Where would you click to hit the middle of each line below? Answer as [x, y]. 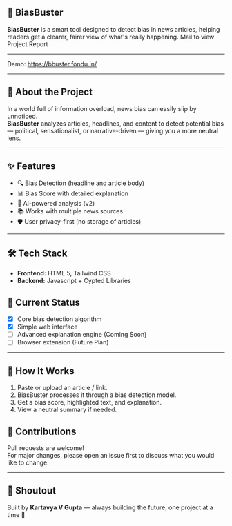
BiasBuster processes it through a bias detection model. [97, 395]
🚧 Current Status [44, 302]
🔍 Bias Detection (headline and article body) [81, 183]
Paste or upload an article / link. [62, 388]
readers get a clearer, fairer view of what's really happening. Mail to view [111, 37]
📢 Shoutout [32, 491]
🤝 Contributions [42, 431]
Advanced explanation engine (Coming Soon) [82, 335]
